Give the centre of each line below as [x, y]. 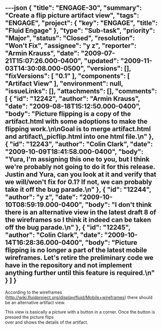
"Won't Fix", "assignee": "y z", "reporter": [71, 46]
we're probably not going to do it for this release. [80, 167]
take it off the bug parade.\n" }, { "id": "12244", [78, 190]
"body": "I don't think [118, 205]
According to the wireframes [33, 292]
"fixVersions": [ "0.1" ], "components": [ [67, 76]
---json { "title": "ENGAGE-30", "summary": [73, 8]
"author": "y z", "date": [41, 197]
